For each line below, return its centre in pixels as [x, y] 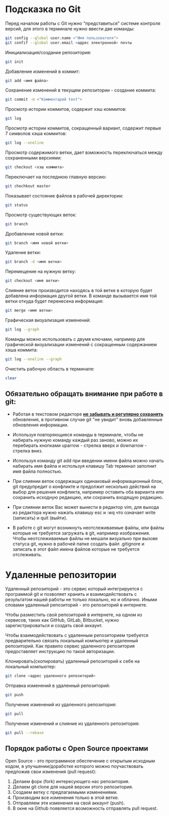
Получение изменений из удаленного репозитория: [61, 705]
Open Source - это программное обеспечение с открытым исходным [80, 761]
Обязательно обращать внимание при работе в [84, 394]
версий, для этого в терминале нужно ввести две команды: [70, 28]
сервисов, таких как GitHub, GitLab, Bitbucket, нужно [62, 620]
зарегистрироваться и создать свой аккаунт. [54, 626]
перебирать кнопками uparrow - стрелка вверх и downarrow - [80, 445]
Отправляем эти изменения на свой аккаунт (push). [69, 803]
